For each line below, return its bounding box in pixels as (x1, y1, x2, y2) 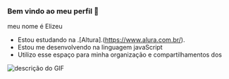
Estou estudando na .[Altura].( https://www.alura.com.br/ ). (17, 36, 185, 44)
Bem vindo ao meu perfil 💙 (7, 6, 99, 16)
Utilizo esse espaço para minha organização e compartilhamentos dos (17, 50, 222, 59)
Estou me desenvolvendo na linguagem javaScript (17, 43, 163, 52)
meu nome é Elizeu (7, 22, 63, 31)
